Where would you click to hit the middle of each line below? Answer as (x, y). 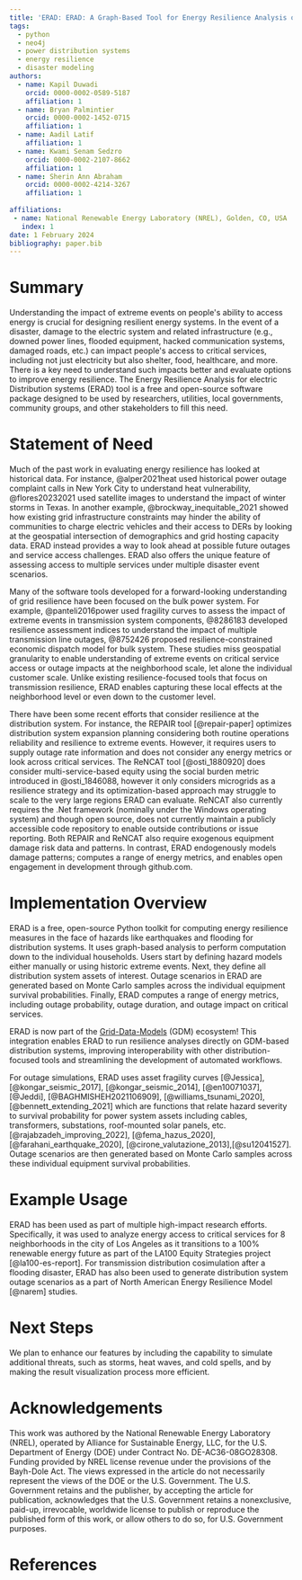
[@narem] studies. (44, 1292)
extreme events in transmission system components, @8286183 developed (148, 620)
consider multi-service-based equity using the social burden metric (134, 772)
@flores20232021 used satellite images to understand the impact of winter (147, 498)
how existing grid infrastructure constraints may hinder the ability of (135, 517)
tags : (19, 26)
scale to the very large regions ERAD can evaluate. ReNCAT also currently (146, 800)
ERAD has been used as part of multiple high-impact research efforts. (138, 1225)
